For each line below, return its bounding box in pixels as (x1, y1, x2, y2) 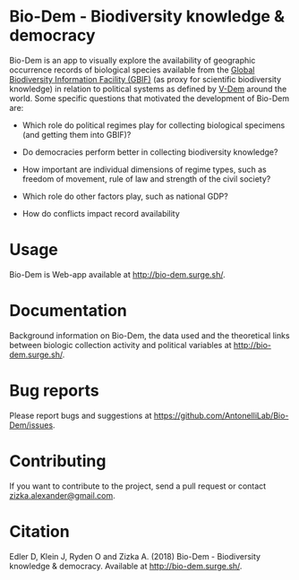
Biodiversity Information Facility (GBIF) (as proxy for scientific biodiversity (9, 73, 282, 84)
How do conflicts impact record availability (21, 208, 181, 218)
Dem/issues (9, 419, 54, 431)
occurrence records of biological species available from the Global (9, 64, 255, 75)
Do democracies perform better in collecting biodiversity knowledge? (21, 146, 278, 158)
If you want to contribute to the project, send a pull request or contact (9, 481, 267, 491)
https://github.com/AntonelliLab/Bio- (153, 410, 289, 421)
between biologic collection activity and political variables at (9, 339, 232, 350)
